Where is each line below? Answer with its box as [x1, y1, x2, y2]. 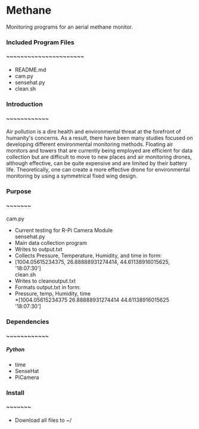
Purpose [6, 187, 32, 195]
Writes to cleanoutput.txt [14, 278, 76, 285]
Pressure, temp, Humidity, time [14, 290, 91, 297]
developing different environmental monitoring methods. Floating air [6, 141, 173, 148]
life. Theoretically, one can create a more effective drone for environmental [6, 166, 191, 173]
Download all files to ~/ [14, 416, 72, 424]
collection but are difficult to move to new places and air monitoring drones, [6, 153, 192, 161]
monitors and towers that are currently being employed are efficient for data [6, 147, 192, 154]
